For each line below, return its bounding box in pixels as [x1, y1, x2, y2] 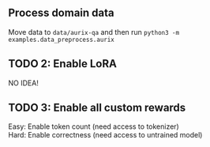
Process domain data [8, 6, 114, 20]
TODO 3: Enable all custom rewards [8, 101, 186, 115]
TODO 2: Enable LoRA [8, 57, 117, 70]
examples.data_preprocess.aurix [8, 36, 114, 43]
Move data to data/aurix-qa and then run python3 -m [8, 27, 180, 36]
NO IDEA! [8, 78, 39, 88]
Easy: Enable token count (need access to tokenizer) [8, 122, 179, 131]
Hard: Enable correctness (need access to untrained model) [8, 130, 203, 140]
